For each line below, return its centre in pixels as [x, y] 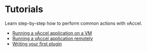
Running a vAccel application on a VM [52, 33]
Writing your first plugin [37, 43]
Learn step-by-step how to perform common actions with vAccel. [73, 23]
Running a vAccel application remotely [52, 38]
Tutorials [24, 9]
